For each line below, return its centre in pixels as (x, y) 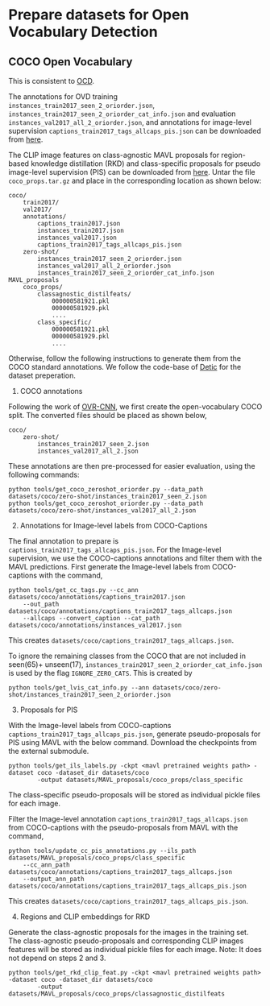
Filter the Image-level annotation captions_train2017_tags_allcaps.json (128, 819)
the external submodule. (49, 751)
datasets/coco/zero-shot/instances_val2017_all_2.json (102, 511)
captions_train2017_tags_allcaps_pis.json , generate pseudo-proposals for (135, 734)
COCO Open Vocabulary (71, 62)
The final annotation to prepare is (64, 541)
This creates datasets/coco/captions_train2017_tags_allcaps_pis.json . (128, 901)
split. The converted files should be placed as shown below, (108, 415)
